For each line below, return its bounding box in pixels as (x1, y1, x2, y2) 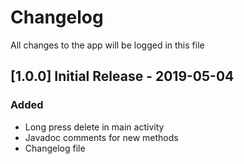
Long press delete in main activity (24, 121, 165, 133)
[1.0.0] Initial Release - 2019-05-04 (10, 68, 235, 85)
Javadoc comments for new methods (24, 131, 179, 143)
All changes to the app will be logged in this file (10, 39, 205, 51)
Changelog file (24, 142, 86, 154)
